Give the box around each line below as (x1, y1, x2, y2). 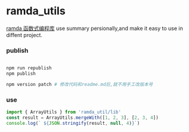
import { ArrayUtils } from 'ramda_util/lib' (6, 109, 121, 115)
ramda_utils (6, 4, 66, 18)
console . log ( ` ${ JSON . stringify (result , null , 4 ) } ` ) (6, 120, 140, 126)
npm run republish (6, 65, 52, 71)
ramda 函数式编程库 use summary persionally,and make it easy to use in (6, 24, 183, 32)
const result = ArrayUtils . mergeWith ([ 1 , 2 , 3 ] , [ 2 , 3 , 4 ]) (6, 115, 159, 121)
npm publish (6, 70, 36, 77)
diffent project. (6, 31, 43, 38)
